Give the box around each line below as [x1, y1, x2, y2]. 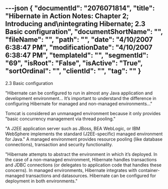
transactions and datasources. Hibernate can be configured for [26, 172, 156, 178]
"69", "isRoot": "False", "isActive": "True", [5, 59, 143, 67]
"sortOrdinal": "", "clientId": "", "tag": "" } [5, 67, 141, 75]
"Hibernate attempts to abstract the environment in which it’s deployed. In [5, 151, 158, 157]
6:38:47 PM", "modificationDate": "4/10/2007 [5, 43, 153, 52]
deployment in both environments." [5, 178, 78, 184]
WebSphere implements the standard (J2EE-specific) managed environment [5, 131, 163, 137]
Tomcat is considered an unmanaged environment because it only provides [5, 110, 161, 116]
